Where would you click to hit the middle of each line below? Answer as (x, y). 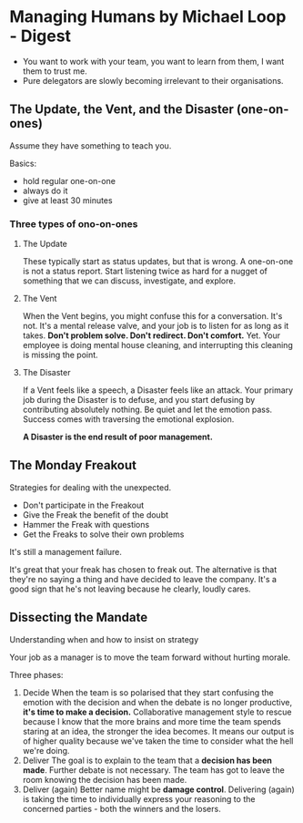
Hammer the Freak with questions (86, 524)
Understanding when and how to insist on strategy (104, 639)
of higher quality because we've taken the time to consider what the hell (158, 741)
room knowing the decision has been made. (105, 779)
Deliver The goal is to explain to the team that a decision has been (147, 760)
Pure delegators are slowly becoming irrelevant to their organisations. (153, 80)
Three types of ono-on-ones (74, 223)
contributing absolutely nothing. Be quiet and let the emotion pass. (147, 410)
